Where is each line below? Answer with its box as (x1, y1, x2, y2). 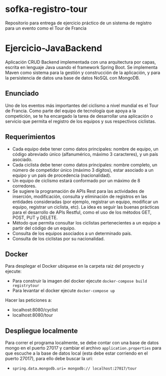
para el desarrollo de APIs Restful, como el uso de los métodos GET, (12, 209, 152, 215)
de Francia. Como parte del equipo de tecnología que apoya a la (5, 108, 136, 114)
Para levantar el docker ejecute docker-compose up (12, 288, 115, 294)
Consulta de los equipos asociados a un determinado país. (12, 230, 132, 236)
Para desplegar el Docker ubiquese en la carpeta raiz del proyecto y (5, 263, 144, 269)
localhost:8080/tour (12, 312, 54, 318)
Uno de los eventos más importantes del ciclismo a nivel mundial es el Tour (5, 102, 159, 108)
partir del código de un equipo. (12, 225, 76, 231)
